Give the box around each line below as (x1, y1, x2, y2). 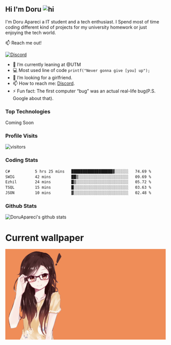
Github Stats (5, 203, 37, 209)
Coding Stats (5, 157, 38, 164)
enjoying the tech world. (5, 29, 56, 36)
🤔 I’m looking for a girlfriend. (12, 75, 73, 81)
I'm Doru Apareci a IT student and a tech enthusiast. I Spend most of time (5, 18, 159, 24)
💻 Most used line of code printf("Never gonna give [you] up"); (12, 67, 150, 73)
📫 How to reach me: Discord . (12, 80, 75, 86)
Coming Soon (5, 119, 34, 126)
